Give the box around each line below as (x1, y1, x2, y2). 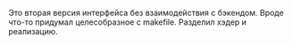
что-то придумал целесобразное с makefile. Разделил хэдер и (8, 17, 247, 27)
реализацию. (8, 26, 59, 36)
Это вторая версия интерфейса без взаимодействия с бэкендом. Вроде (8, 8, 284, 18)
